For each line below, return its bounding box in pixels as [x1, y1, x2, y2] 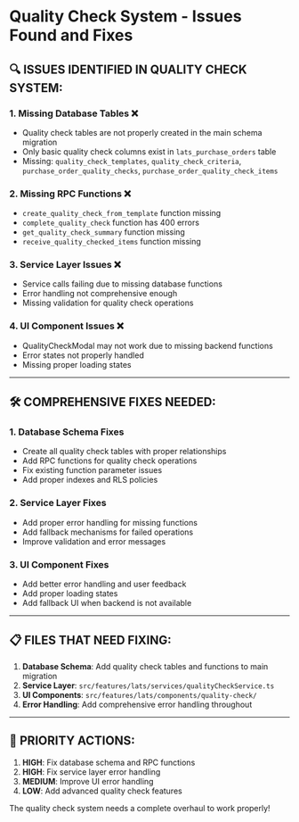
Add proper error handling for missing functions [21, 517, 198, 527]
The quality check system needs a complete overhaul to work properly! [9, 802, 271, 813]
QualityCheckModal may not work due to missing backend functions [21, 340, 273, 351]
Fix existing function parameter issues [21, 465, 163, 476]
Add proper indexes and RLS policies [21, 475, 158, 486]
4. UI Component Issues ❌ [9, 320, 125, 332]
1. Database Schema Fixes [9, 426, 125, 438]
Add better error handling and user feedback [21, 578, 187, 590]
